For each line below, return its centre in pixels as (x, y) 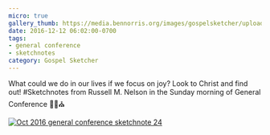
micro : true (28, 16)
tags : (17, 38)
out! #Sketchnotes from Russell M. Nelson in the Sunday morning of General (135, 92)
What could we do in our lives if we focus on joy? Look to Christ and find (128, 83)
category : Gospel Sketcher (53, 61)
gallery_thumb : (34, 23)
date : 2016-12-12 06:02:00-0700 (62, 31)
